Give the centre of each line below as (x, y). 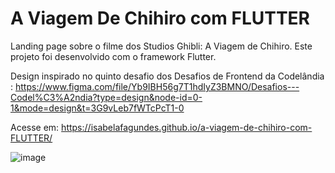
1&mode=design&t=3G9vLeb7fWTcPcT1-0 (97, 108)
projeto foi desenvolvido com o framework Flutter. (113, 56)
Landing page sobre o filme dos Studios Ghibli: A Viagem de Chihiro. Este (161, 46)
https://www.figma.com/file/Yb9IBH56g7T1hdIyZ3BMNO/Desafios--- (157, 86)
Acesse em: (35, 127)
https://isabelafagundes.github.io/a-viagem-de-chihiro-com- (187, 127)
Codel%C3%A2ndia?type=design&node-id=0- (106, 97)
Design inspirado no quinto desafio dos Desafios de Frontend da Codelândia (167, 76)
